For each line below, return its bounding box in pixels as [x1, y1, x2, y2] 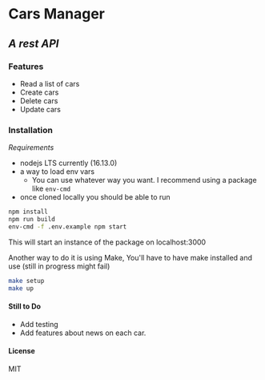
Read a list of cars [19, 79, 80, 88]
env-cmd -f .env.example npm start [8, 222, 127, 231]
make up [8, 284, 34, 293]
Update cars [19, 104, 62, 114]
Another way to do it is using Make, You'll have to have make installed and [8, 253, 253, 262]
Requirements [8, 143, 54, 152]
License [8, 346, 36, 356]
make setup [8, 277, 45, 285]
